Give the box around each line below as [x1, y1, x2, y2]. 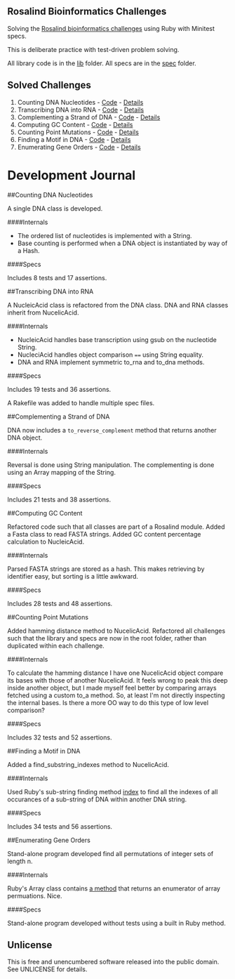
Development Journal [7, 167, 136, 183]
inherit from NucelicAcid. [7, 308, 79, 317]
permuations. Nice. [7, 891, 62, 900]
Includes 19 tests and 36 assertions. [7, 385, 112, 393]
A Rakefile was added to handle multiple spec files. [7, 398, 155, 407]
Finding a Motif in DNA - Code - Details [17, 135, 131, 143]
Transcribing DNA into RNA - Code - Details [17, 105, 145, 114]
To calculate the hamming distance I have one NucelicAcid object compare [7, 669, 224, 677]
